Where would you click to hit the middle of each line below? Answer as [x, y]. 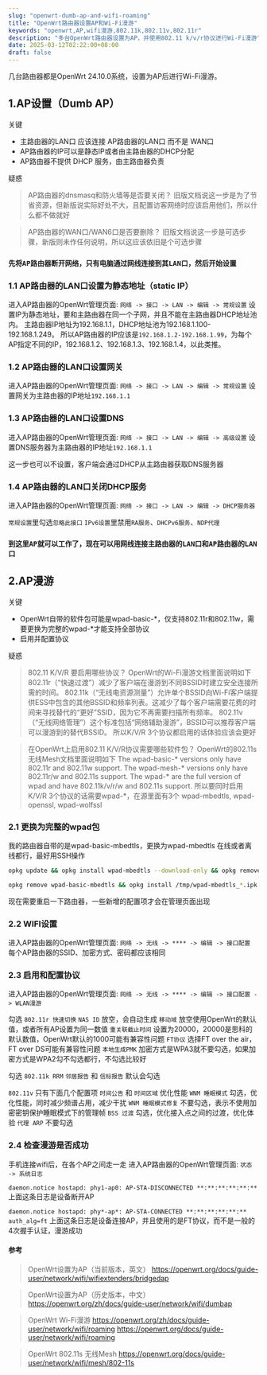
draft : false [30, 53]
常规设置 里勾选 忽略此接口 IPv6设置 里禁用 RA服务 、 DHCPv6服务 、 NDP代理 [114, 522]
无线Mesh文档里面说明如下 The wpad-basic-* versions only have [134, 759]
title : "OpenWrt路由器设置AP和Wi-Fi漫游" [73, 23]
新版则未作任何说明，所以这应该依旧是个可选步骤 [122, 242]
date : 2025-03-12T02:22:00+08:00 [64, 45]
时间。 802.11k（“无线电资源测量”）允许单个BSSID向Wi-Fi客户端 [147, 692]
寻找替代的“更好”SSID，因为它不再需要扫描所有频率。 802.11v [143, 712]
